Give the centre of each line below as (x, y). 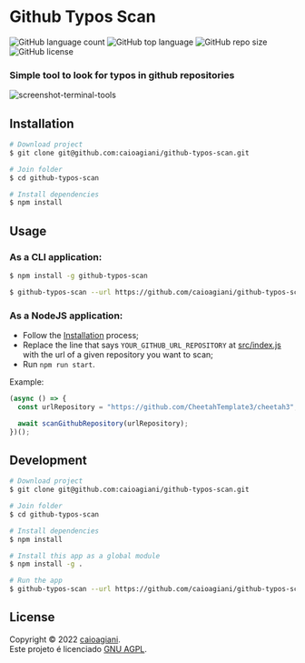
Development (49, 460)
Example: (27, 382)
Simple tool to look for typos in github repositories (122, 75)
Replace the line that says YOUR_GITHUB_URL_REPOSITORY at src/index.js (152, 345)
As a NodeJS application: (66, 316)
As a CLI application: (56, 256)
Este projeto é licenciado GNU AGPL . (79, 648)
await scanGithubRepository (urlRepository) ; (103, 423)
